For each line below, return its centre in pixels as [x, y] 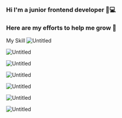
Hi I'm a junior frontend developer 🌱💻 [61, 9]
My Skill [16, 41]
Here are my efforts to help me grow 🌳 [61, 28]
